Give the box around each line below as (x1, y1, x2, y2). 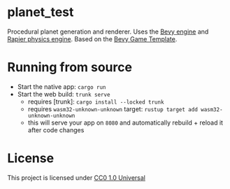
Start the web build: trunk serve (17, 90, 110, 98)
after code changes (27, 125, 85, 134)
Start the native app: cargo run (17, 82, 106, 91)
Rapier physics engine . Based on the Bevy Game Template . (7, 34, 178, 43)
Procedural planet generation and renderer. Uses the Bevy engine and (7, 27, 209, 36)
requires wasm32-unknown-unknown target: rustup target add (27, 104, 198, 113)
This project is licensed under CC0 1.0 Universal (7, 173, 145, 182)
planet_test (7, 4, 74, 20)
